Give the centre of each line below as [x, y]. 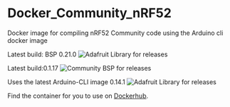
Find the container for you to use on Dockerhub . [78, 96]
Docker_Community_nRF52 [90, 13]
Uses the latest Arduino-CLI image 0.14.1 [67, 82]
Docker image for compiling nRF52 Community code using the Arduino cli [115, 33]
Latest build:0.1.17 [33, 68]
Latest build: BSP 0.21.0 [42, 54]
